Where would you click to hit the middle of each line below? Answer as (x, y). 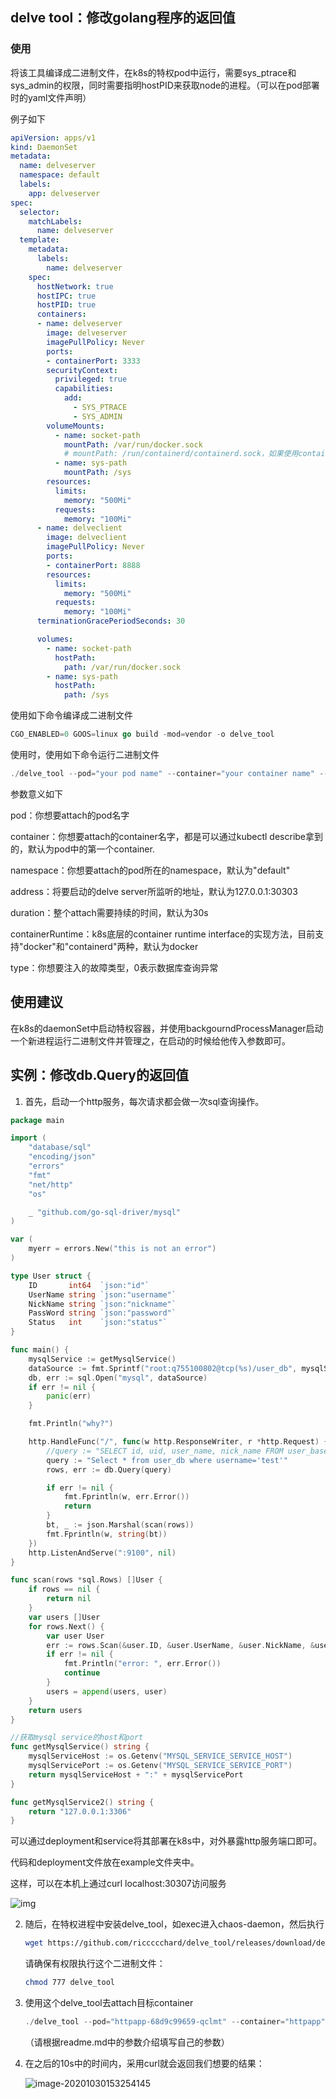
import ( (28, 1138)
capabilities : (84, 389)
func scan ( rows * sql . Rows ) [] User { (86, 1580)
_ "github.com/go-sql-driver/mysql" (105, 1212)
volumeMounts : (75, 426)
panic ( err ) (69, 1396)
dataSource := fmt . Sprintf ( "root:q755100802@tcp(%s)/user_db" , (163, 1368)
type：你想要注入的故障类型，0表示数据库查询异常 (114, 967)
